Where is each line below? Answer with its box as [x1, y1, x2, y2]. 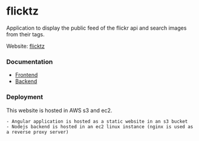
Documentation [6, 57, 53, 66]
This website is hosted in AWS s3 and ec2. [6, 107, 113, 114]
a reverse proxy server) [6, 129, 69, 135]
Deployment [6, 93, 44, 101]
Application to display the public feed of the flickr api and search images [6, 24, 187, 31]
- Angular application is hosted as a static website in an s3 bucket [6, 118, 188, 125]
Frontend [15, 71, 38, 79]
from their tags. [6, 30, 45, 38]
